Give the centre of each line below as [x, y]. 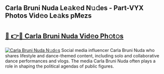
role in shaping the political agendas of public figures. [60, 66]
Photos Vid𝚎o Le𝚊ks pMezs [49, 16]
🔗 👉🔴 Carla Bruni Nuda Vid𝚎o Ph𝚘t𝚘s [65, 36]
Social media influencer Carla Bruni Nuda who [108, 50]
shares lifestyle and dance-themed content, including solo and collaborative [82, 56]
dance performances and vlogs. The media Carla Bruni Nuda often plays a [81, 61]
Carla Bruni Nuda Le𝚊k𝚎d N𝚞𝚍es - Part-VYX [74, 8]
